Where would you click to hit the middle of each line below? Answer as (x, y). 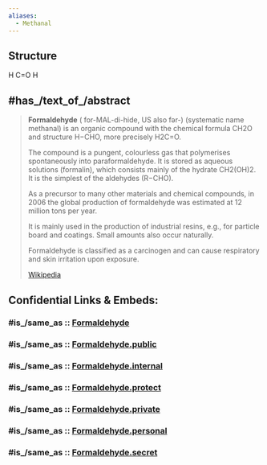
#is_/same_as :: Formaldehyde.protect (85, 388)
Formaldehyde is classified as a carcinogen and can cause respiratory (144, 251)
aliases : (23, 16)
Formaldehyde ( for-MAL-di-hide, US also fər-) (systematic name (136, 120)
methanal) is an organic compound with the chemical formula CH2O (140, 129)
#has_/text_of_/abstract (69, 100)
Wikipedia (44, 275)
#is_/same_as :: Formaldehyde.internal (85, 366)
